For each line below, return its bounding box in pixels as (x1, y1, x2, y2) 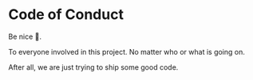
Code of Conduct (8, 6, 124, 24)
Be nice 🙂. (8, 32, 42, 41)
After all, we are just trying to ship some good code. (8, 62, 179, 72)
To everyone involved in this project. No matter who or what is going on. (8, 47, 245, 56)
